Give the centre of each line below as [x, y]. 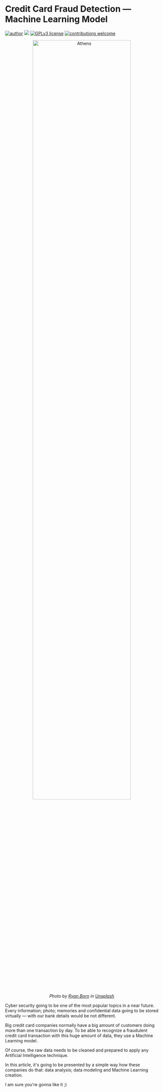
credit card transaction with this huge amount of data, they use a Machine [79, 1036]
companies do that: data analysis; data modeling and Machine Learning [77, 1070]
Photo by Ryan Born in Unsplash [82, 996]
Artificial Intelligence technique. [37, 1055]
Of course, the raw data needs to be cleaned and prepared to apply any [77, 1050]
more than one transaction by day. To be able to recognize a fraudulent [76, 1030]
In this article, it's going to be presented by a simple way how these [72, 1065]
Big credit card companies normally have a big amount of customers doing [80, 1025]
